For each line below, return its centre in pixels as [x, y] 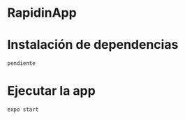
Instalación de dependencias [93, 45]
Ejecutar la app [51, 91]
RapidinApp [42, 13]
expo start [23, 110]
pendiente [22, 63]
